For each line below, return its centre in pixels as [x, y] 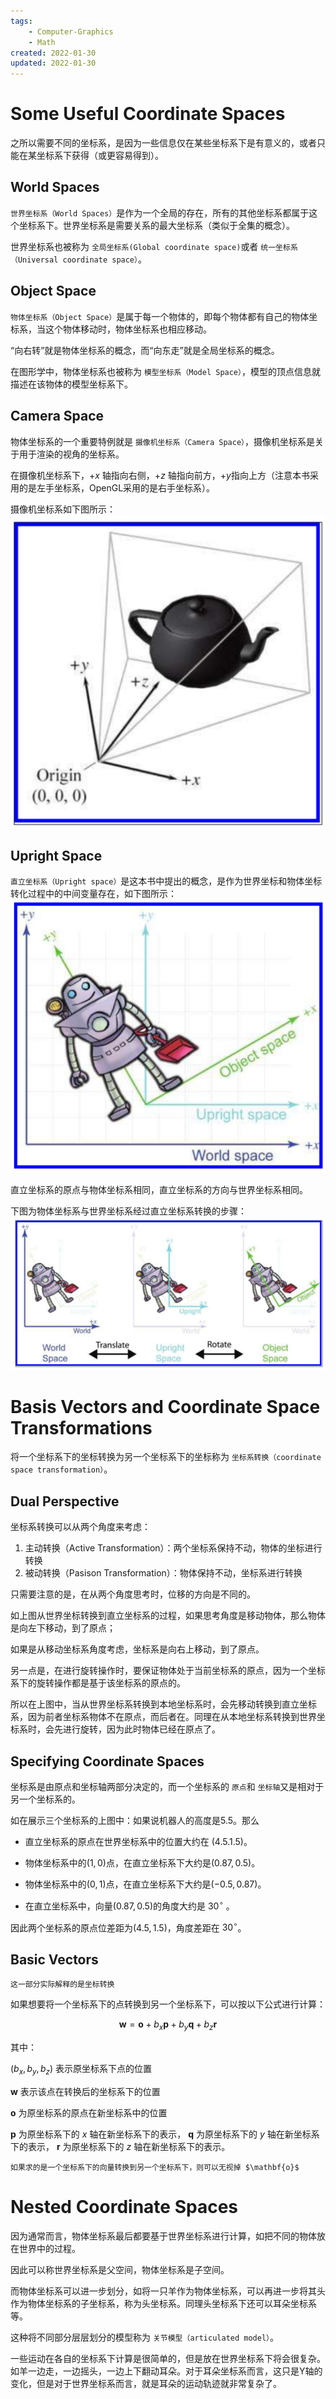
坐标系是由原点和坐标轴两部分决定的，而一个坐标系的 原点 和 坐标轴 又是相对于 [167, 1787]
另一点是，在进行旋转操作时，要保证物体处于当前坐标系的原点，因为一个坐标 [168, 1671]
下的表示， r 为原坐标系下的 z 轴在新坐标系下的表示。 [120, 2146]
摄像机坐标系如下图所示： [63, 509]
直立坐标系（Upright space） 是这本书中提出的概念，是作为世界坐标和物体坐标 [166, 881]
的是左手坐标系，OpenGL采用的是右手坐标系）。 [117, 487]
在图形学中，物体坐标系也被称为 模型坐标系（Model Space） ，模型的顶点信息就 [165, 371]
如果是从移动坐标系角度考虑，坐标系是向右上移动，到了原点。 [137, 1649]
